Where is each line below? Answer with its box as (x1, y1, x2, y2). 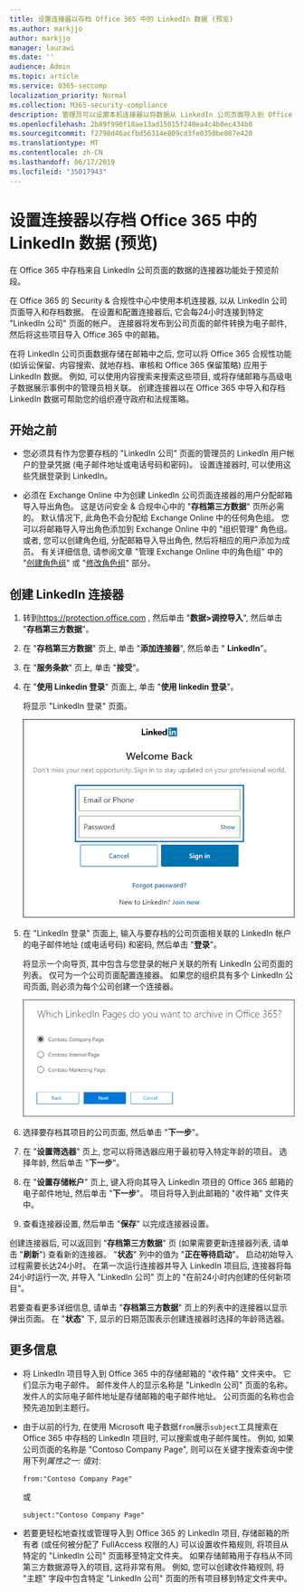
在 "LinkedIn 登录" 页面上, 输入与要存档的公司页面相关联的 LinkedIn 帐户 (22, 927, 291, 938)
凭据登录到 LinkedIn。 (30, 470, 113, 481)
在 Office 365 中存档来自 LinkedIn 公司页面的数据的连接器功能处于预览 (9, 264, 272, 275)
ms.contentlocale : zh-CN (9, 148, 103, 157)
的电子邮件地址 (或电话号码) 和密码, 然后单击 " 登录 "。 (22, 939, 222, 950)
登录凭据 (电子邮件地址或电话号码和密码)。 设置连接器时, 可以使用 (38, 460, 283, 470)
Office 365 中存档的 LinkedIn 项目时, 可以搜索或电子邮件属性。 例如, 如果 (22, 1432, 294, 1443)
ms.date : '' (9, 52, 54, 62)
